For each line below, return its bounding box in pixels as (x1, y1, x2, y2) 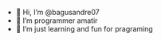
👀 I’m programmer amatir (15, 16, 98, 25)
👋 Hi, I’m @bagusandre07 (15, 8, 100, 17)
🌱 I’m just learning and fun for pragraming (15, 24, 153, 33)
